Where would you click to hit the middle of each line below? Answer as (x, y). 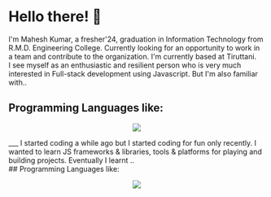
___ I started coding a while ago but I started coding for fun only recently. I (132, 142)
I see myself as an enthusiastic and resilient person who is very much (125, 65)
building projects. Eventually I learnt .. (72, 160)
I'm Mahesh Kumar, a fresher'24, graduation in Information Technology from (136, 39)
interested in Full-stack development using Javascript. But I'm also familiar (133, 73)
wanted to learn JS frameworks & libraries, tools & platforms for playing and (135, 151)
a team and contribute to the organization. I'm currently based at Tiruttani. (133, 56)
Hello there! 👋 (55, 17)
